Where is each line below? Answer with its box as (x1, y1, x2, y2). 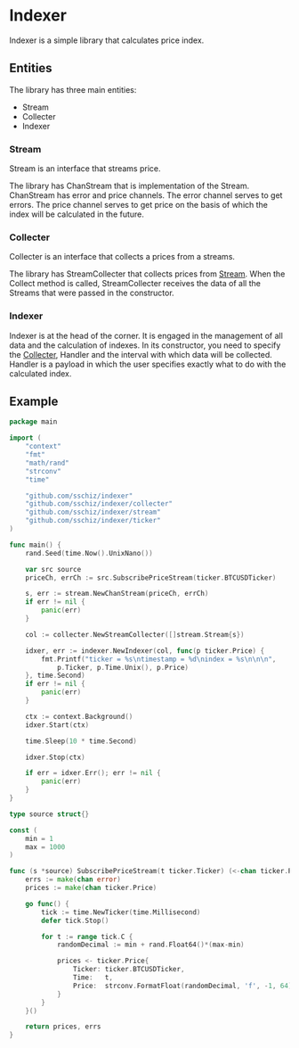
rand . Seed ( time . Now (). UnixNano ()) (25, 549, 153, 557)
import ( (9, 433, 42, 442)
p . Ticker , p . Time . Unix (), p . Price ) (56, 663, 190, 672)
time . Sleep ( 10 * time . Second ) (25, 737, 138, 746)
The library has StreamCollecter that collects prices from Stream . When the (9, 268, 286, 279)
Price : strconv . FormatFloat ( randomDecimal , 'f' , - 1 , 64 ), (72, 981, 296, 990)
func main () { (9, 541, 62, 549)
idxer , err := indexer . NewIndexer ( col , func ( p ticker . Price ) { (25, 646, 265, 656)
